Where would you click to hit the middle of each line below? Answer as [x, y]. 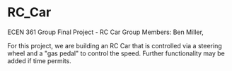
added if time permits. [40, 60]
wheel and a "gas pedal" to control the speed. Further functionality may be [116, 53]
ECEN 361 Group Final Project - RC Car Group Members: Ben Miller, [105, 32]
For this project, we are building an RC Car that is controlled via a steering [115, 45]
